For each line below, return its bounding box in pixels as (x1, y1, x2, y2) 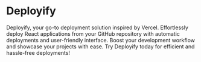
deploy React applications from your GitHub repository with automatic (6, 30, 180, 37)
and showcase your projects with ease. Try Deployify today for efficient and (6, 43, 195, 50)
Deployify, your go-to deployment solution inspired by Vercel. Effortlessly (6, 24, 189, 31)
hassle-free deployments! (6, 49, 71, 56)
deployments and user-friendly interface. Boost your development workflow (6, 36, 195, 44)
